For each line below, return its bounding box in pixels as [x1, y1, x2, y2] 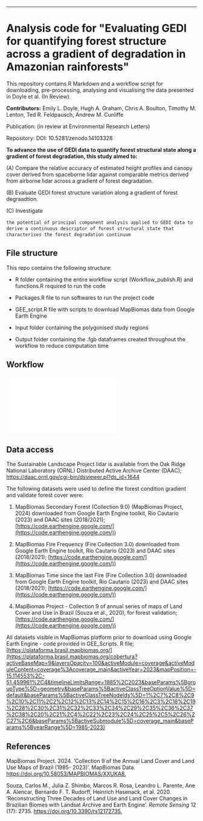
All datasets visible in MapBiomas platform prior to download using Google [6, 633, 192, 641]
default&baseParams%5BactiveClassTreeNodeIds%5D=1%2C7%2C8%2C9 [6, 692, 195, 699]
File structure [6, 248, 58, 258]
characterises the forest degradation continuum [6, 231, 131, 238]
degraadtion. [6, 195, 38, 203]
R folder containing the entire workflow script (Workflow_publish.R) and [14, 276, 193, 283]
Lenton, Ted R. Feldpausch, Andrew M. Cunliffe [6, 111, 124, 118]
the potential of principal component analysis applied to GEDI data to [6, 219, 193, 226]
